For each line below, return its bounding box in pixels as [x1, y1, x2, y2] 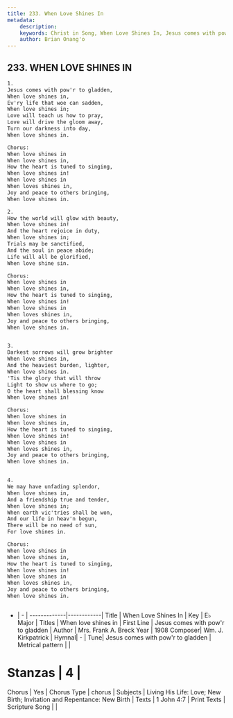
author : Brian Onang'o [19, 36, 85, 43]
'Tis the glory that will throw [7, 375, 101, 382]
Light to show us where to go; [7, 381, 98, 388]
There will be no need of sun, [7, 522, 98, 529]
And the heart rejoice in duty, [7, 228, 101, 234]
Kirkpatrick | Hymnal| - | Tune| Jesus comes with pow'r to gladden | [17, 633, 212, 642]
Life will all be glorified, [7, 253, 92, 260]
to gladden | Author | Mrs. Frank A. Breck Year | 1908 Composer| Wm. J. [17, 626, 224, 634]
